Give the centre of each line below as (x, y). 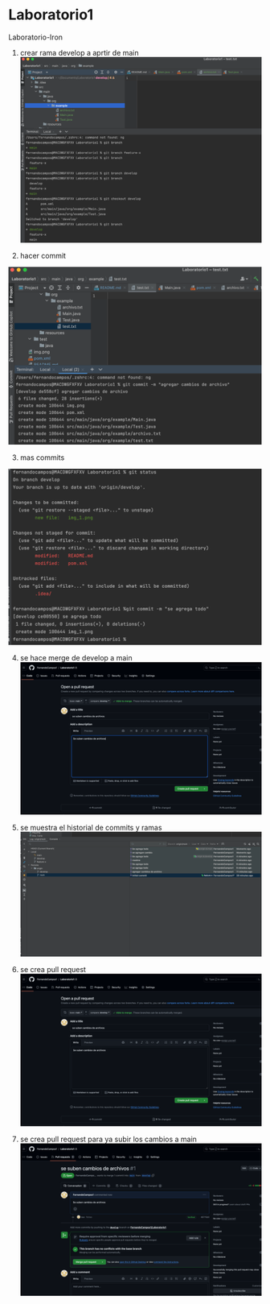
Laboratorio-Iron (35, 37)
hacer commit (43, 255)
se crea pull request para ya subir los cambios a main (108, 1139)
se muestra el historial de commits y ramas (91, 827)
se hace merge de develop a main (76, 657)
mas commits (42, 457)
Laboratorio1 (51, 15)
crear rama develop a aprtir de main (79, 52)
